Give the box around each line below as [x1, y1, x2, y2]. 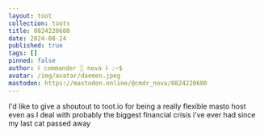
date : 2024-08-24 [8, 34, 67, 43]
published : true [8, 42, 63, 50]
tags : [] [8, 49, 38, 57]
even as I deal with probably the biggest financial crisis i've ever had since [8, 109, 256, 119]
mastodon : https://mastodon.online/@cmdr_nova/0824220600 [8, 79, 207, 87]
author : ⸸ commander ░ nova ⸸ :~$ [8, 64, 123, 72]
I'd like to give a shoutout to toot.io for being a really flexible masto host [8, 101, 246, 111]
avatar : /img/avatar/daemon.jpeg [8, 72, 121, 80]
